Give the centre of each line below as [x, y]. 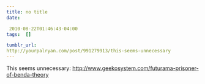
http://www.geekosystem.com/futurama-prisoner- [136, 68]
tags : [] [19, 34]
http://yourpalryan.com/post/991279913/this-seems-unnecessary [89, 51]
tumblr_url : [21, 45]
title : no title [27, 12]
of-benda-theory [28, 75]
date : [13, 18]
